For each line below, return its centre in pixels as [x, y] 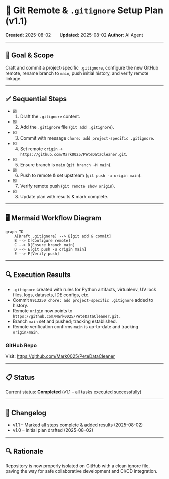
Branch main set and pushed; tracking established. [65, 321]
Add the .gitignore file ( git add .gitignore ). [67, 127]
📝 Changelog [26, 413]
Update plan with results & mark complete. [64, 196]
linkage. [13, 78]
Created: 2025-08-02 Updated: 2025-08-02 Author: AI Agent [74, 35]
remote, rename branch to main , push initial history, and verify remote [77, 73]
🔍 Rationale [24, 451]
